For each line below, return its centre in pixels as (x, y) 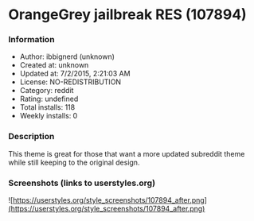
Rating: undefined (49, 99)
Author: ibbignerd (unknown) (67, 56)
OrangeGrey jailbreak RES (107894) (127, 15)
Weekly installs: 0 (49, 116)
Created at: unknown (54, 65)
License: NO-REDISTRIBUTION (70, 82)
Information (31, 40)
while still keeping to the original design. (74, 162)
